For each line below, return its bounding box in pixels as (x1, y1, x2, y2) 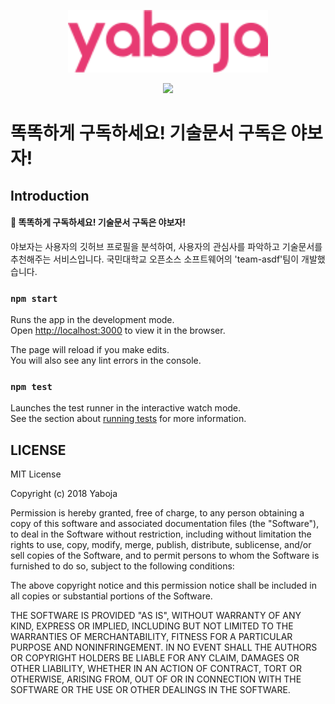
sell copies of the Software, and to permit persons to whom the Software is (10, 550, 320, 562)
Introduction (10, 187, 90, 204)
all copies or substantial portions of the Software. (10, 590, 213, 602)
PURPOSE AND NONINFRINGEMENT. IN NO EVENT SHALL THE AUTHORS (10, 641, 318, 654)
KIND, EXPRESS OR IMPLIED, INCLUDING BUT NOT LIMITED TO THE (10, 620, 294, 632)
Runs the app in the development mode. (10, 314, 175, 326)
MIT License (10, 468, 62, 480)
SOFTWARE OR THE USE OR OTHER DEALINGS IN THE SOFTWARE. (10, 684, 291, 696)
